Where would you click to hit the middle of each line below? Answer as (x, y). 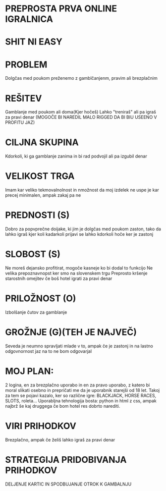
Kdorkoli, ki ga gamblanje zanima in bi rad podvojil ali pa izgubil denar (76, 156)
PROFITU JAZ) (20, 122)
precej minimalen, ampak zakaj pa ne (43, 195)
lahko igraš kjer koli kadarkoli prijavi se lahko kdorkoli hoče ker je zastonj (79, 234)
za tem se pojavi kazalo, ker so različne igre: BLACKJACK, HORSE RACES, (81, 395)
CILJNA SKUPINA (42, 142)
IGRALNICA (29, 19)
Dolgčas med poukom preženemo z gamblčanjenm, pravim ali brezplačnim (81, 78)
